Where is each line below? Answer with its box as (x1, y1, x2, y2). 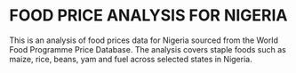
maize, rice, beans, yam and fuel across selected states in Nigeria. (9, 53, 252, 64)
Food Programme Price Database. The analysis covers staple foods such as (9, 44, 287, 54)
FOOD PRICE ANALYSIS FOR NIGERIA (9, 5, 288, 26)
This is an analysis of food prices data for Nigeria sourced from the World (9, 35, 278, 45)
